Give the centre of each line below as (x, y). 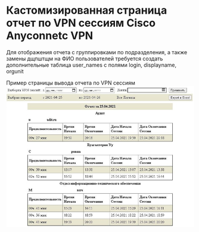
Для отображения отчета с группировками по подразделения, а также (97, 52)
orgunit (15, 71)
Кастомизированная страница (87, 10)
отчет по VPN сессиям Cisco (81, 23)
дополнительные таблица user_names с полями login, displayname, (91, 65)
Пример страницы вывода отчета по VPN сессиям (71, 83)
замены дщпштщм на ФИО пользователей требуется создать (85, 58)
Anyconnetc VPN (50, 36)
